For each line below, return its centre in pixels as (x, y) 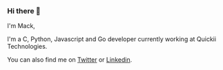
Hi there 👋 (24, 11)
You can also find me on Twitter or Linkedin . (70, 60)
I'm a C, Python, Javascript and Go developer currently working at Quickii (111, 39)
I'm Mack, (21, 26)
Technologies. (27, 47)
